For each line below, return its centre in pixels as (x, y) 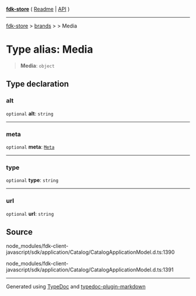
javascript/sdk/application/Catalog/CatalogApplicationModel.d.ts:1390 (90, 252)
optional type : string (32, 180)
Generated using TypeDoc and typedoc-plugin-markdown (76, 287)
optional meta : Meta (30, 147)
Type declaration (37, 84)
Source (20, 232)
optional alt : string (30, 113)
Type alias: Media (50, 49)
